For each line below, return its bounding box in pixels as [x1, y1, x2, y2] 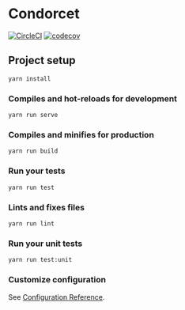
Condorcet [8, 5, 81, 23]
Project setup [8, 54, 77, 67]
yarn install [8, 74, 51, 83]
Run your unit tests [8, 238, 83, 249]
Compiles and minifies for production [8, 129, 154, 140]
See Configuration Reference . [8, 292, 105, 301]
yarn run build [8, 147, 59, 155]
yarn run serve [8, 112, 59, 119]
